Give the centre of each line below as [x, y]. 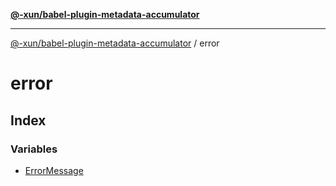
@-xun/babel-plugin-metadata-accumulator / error [115, 43]
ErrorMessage [54, 170]
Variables [34, 149]
